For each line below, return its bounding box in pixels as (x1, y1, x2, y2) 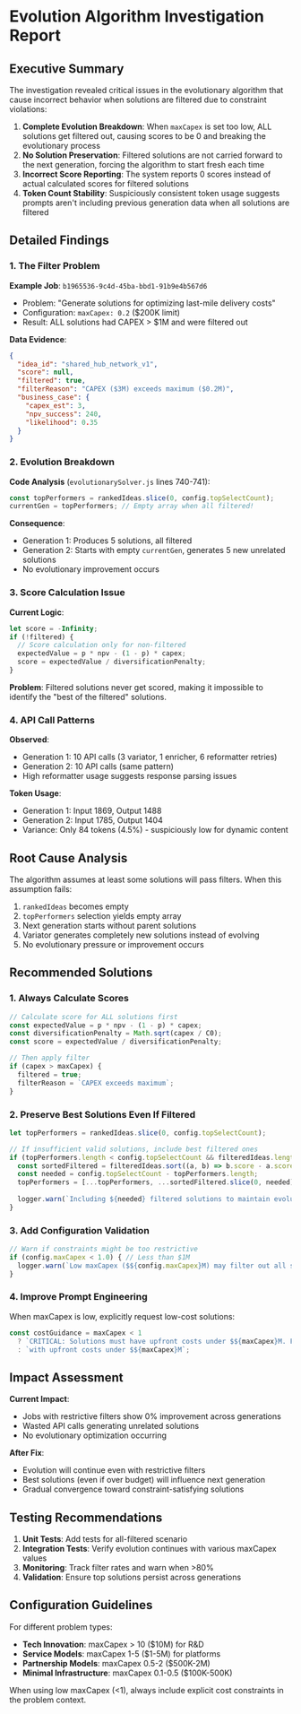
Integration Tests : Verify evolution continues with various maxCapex (21, 1544, 277, 1554)
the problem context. (9, 1694, 87, 1705)
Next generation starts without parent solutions (21, 921, 197, 931)
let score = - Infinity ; (9, 624, 99, 633)
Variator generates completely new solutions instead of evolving (21, 930, 260, 940)
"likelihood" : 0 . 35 (25, 418, 99, 427)
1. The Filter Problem (9, 260, 100, 273)
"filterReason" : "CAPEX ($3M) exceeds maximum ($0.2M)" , (17, 385, 235, 394)
